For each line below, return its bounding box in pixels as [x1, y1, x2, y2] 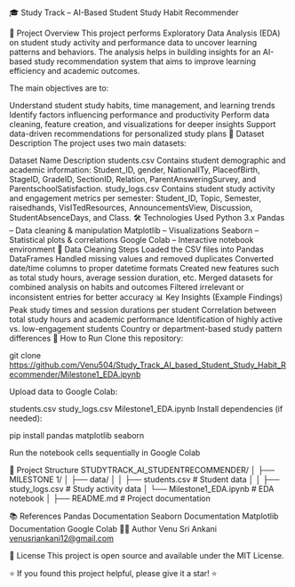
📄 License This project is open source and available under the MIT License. [9, 551, 284, 560]
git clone [9, 350, 42, 360]
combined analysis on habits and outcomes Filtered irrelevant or [9, 282, 244, 292]
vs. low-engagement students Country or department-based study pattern [9, 324, 283, 334]
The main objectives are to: [9, 83, 109, 93]
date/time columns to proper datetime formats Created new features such [9, 263, 280, 273]
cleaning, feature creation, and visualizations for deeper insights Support [9, 119, 276, 129]
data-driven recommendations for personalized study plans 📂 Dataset [9, 128, 265, 139]
